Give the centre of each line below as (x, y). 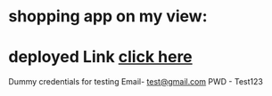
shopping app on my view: (108, 16)
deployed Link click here (100, 57)
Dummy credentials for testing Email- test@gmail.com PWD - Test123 (136, 82)
